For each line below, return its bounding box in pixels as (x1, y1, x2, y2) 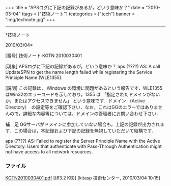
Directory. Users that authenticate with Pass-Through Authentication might (5, 143, 162, 149)
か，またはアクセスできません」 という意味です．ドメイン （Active (5, 98, 145, 103)
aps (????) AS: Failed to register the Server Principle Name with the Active (5, 138, 160, 144)
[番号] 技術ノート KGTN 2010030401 (5, 52, 82, 59)
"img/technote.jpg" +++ (5, 17, 55, 22)
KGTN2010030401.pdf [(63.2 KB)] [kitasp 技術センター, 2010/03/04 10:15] (5, 175, 160, 181)
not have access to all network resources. (5, 149, 93, 154)
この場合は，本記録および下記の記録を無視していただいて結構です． (14, 128, 157, 134)
